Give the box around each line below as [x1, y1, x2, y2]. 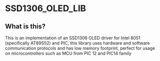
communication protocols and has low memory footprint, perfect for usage [5, 46, 155, 51]
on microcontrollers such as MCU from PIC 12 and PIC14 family [5, 50, 132, 56]
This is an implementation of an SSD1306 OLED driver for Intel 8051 [5, 35, 140, 41]
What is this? [5, 22, 46, 30]
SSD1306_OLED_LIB [5, 3, 86, 14]
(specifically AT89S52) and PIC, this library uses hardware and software [5, 40, 150, 46]
